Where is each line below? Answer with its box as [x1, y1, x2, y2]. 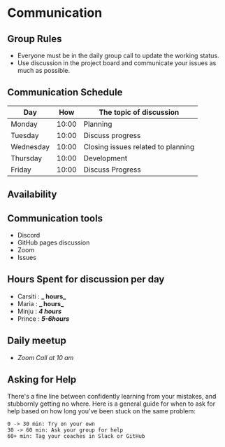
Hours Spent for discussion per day [7, 273, 165, 285]
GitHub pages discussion [17, 238, 90, 247]
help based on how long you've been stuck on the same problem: [7, 407, 196, 415]
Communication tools [7, 212, 103, 224]
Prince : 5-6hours [17, 314, 70, 323]
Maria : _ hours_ [17, 299, 64, 308]
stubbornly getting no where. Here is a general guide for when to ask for [7, 399, 215, 408]
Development [83, 153, 128, 163]
